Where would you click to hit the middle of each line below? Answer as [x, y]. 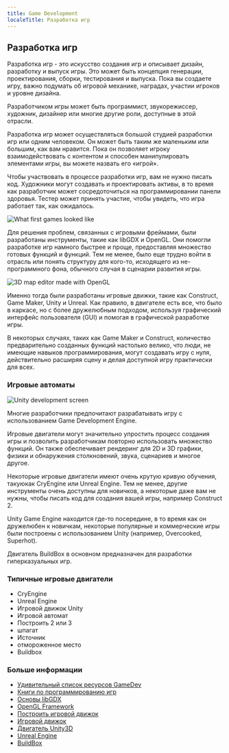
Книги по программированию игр [67, 692]
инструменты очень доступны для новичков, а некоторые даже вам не [111, 490]
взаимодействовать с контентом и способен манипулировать [98, 156]
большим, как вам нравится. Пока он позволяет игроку [88, 149]
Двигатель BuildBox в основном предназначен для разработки [99, 553]
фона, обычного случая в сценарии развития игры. [127, 269]
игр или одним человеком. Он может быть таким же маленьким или [108, 142]
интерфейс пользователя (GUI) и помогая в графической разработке [108, 318]
